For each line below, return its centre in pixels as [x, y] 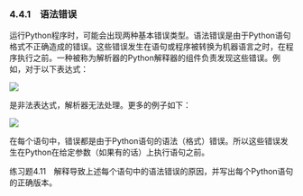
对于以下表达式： [56, 69]
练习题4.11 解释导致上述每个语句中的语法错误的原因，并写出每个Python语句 [151, 172]
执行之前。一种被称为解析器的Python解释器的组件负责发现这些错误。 [145, 58]
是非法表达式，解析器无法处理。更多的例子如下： [100, 105]
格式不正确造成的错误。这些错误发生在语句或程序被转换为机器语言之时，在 [147, 47]
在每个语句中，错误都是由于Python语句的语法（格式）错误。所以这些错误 [145, 141]
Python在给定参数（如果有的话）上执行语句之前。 [117, 152]
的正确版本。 [33, 183]
